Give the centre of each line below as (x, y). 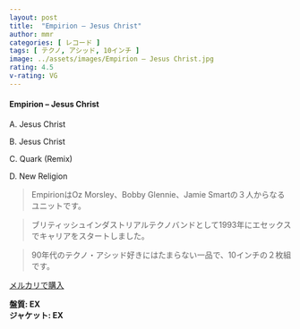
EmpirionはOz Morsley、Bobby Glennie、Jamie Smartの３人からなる (158, 194)
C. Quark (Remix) (41, 158)
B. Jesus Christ (37, 141)
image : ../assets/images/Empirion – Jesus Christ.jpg (112, 59)
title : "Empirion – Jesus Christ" (76, 26)
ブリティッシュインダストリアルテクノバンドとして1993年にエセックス (161, 224)
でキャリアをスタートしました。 (90, 236)
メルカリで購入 (37, 285)
